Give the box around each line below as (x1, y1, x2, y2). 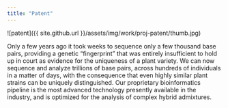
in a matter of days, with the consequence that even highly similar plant (7, 71, 208, 79)
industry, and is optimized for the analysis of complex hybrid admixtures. (7, 93, 212, 101)
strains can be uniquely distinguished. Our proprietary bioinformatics (7, 78, 201, 86)
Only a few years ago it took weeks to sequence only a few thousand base (7, 42, 216, 50)
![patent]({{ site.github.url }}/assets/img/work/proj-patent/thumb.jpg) (7, 29, 201, 37)
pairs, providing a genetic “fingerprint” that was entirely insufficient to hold (7, 49, 217, 57)
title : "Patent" (7, 10, 53, 17)
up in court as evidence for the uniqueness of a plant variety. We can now (7, 56, 215, 65)
